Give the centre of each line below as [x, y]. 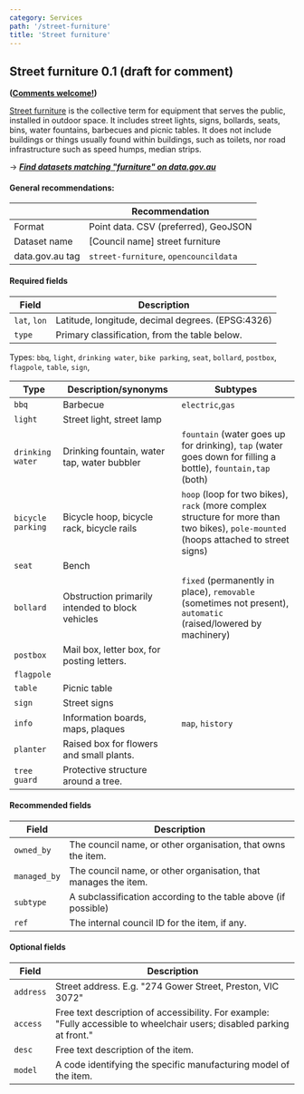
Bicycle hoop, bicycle [108, 516]
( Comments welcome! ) [53, 93]
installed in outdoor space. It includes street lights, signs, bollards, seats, [145, 121]
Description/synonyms [118, 389]
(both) [195, 479]
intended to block [100, 607]
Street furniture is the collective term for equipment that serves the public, [148, 111]
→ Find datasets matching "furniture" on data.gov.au [113, 167]
